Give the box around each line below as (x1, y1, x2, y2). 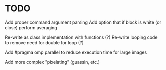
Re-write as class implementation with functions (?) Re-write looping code (5, 34, 158, 40)
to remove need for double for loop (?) (5, 39, 84, 45)
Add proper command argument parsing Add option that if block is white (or (5, 19, 161, 25)
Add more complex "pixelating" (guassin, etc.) (5, 59, 100, 65)
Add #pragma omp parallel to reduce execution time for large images (5, 49, 147, 55)
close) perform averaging (5, 24, 57, 30)
